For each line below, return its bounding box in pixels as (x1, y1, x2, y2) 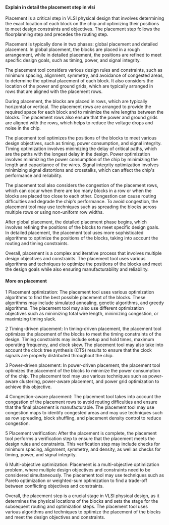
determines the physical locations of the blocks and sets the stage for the (5, 498, 158, 504)
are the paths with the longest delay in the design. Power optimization (5, 151, 150, 157)
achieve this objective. (5, 384, 52, 390)
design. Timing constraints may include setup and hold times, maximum (5, 337, 155, 343)
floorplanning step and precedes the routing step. (5, 31, 108, 37)
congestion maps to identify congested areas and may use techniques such (5, 410, 163, 416)
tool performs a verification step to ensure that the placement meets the (5, 436, 155, 442)
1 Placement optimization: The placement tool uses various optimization (5, 289, 154, 295)
